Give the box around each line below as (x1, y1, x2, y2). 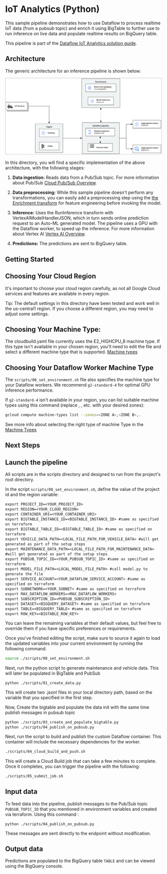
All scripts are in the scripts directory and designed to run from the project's (5, 471, 161, 477)
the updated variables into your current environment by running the (5, 640, 143, 646)
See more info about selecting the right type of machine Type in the (5, 422, 144, 428)
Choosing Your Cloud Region (5, 272, 96, 281)
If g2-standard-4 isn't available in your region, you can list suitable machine (5, 397, 159, 403)
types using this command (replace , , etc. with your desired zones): (5, 402, 145, 408)
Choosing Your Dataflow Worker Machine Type (5, 363, 154, 372)
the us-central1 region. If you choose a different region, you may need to (5, 305, 154, 311)
